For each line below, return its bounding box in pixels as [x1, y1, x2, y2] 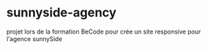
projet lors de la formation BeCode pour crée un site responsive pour [6, 27, 201, 36]
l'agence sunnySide [6, 34, 62, 42]
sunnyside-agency [6, 5, 117, 21]
